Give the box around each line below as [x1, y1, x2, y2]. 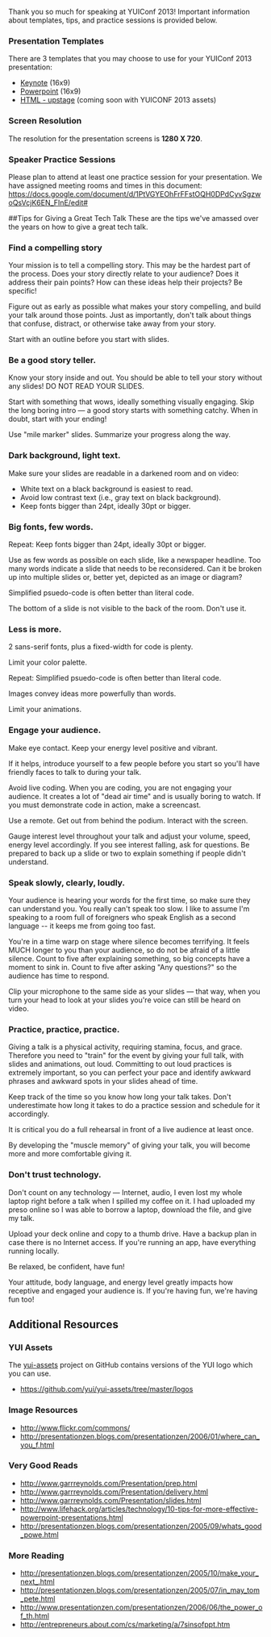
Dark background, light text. [8, 450, 121, 461]
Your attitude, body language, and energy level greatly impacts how [8, 1277, 234, 1287]
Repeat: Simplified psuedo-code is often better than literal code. [8, 673, 222, 683]
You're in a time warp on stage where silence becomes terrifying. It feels [8, 936, 250, 946]
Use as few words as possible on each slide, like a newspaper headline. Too [8, 556, 261, 565]
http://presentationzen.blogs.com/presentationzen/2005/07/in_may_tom [19, 1585, 261, 1595]
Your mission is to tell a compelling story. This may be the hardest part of [8, 260, 252, 270]
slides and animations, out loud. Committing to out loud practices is [8, 1060, 232, 1069]
